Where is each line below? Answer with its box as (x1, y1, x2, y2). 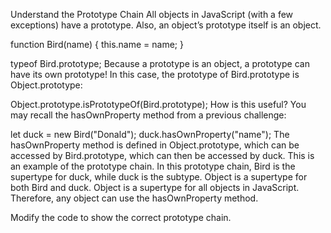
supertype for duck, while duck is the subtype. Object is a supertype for (10, 171, 308, 183)
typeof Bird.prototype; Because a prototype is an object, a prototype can (10, 58, 310, 69)
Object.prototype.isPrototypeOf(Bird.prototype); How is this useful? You (10, 99, 307, 110)
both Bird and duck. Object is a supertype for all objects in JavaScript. (10, 182, 300, 193)
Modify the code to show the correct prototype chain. (10, 212, 232, 223)
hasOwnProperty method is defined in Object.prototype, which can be (10, 139, 300, 151)
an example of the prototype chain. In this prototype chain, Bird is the (10, 160, 296, 172)
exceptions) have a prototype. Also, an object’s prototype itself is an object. (10, 19, 322, 31)
